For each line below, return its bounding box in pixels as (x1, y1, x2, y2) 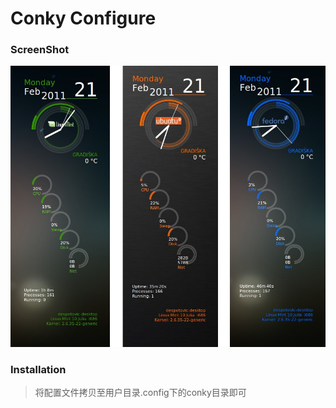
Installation (10, 362, 67, 376)
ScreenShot (10, 43, 70, 57)
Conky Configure (10, 7, 157, 30)
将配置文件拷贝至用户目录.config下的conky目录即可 (34, 387, 247, 399)
